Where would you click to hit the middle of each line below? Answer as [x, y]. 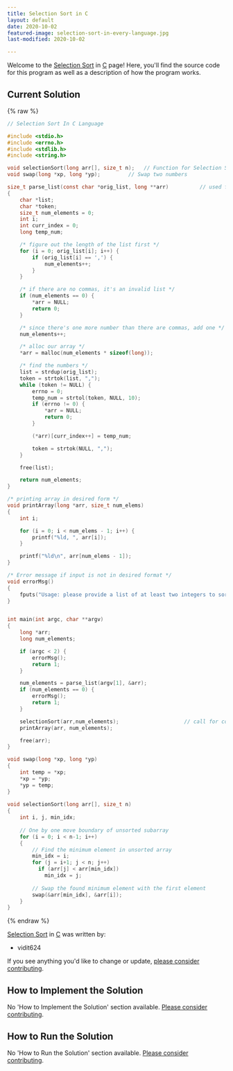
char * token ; [38, 206]
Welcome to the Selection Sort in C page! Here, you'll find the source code [114, 65]
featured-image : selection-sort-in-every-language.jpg [88, 33]
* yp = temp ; [37, 785]
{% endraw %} [28, 921]
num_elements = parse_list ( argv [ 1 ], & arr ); [84, 683]
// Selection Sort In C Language [55, 123]
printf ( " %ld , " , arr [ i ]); [70, 537]
